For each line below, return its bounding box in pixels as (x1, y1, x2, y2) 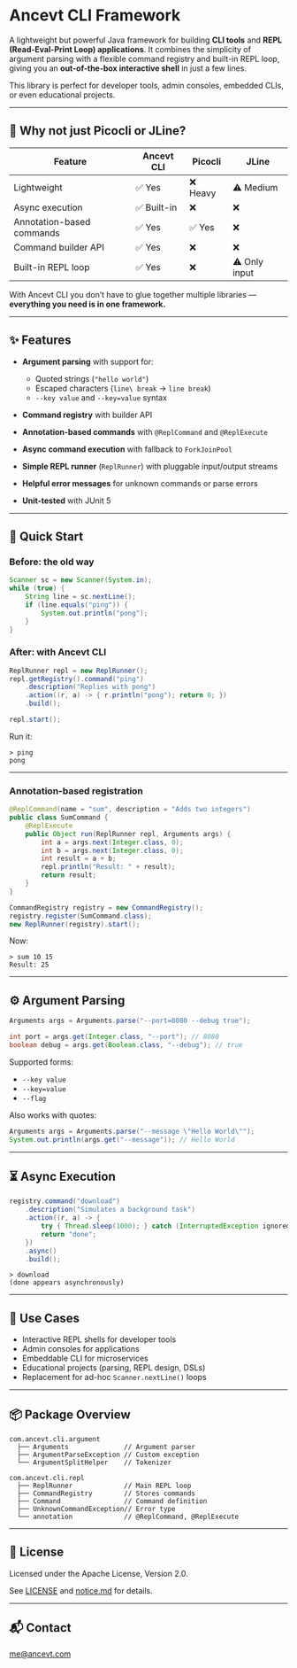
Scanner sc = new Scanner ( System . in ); (9, 576, 152, 585)
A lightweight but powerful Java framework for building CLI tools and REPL (9, 35, 283, 45)
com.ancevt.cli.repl (9, 1474, 86, 1483)
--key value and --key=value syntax (34, 392, 168, 403)
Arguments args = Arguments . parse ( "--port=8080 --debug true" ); (9, 1016, 251, 1026)
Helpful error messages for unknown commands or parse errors (21, 477, 258, 488)
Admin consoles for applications (21, 1344, 140, 1354)
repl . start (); (9, 715, 62, 725)
